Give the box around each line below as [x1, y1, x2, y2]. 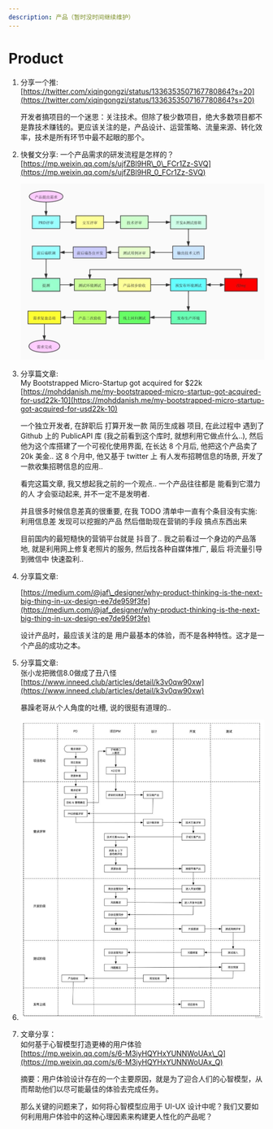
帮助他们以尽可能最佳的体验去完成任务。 [27, 1084, 163, 1094]
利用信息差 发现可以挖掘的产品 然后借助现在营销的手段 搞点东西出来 [19, 517, 248, 527]
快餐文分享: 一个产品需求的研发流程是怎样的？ [19, 149, 175, 159]
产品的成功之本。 [27, 641, 85, 650]
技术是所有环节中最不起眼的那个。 [34, 132, 149, 142]
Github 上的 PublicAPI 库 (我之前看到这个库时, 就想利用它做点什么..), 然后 [19, 431, 264, 441]
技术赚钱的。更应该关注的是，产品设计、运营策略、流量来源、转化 [34, 122, 256, 132]
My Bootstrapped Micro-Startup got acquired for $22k [19, 379, 203, 388]
